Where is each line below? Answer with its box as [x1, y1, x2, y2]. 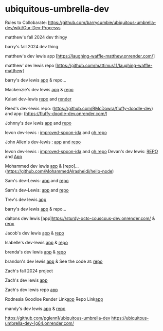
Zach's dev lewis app [5, 277, 48, 283]
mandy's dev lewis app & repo [5, 306, 66, 312]
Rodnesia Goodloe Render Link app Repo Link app [5, 296, 104, 302]
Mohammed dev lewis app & [5, 163, 62, 169]
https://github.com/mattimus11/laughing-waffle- [56, 62, 153, 68]
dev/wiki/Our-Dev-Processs [5, 24, 61, 30]
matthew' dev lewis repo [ [5, 62, 57, 68]
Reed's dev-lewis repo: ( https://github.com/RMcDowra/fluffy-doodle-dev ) [5, 105, 153, 111]
